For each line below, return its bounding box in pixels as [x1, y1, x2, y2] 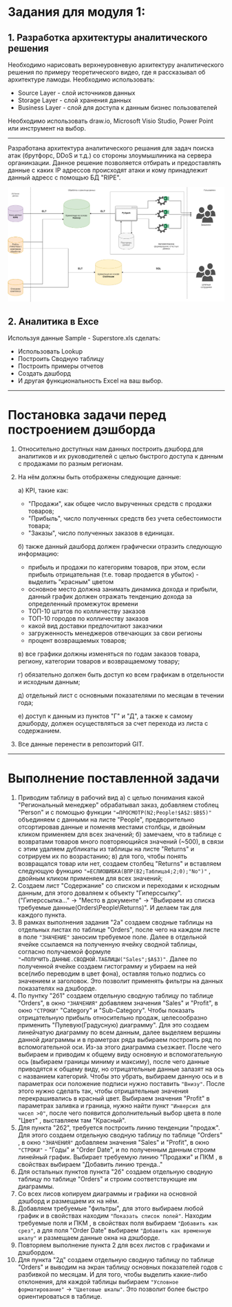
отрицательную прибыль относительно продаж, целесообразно [17, 1013, 208, 1022]
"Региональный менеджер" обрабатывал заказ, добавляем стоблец [17, 800, 219, 809]
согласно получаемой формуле [17, 947, 112, 956]
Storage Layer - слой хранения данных [17, 96, 131, 104]
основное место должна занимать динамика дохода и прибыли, [28, 585, 218, 594]
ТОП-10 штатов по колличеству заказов [28, 607, 146, 615]
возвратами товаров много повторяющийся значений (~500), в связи [17, 837, 224, 846]
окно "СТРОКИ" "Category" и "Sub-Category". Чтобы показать [17, 1006, 195, 1014]
